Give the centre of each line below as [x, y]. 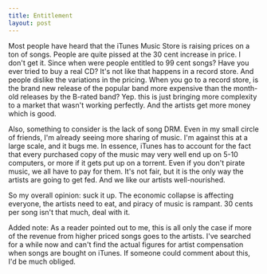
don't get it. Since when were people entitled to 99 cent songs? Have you [129, 63]
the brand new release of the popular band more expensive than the [120, 88]
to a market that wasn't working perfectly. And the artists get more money [130, 105]
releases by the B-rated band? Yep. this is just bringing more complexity [139, 96]
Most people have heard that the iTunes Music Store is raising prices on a [129, 45]
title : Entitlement [41, 16]
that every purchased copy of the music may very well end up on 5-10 [123, 154]
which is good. [33, 113]
